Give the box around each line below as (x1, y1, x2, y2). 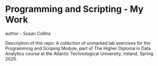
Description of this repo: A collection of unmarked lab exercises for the (5, 40, 151, 46)
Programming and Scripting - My (5, 3, 144, 15)
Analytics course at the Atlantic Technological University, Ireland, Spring (5, 51, 154, 57)
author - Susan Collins (5, 30, 51, 36)
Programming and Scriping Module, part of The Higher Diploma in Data (5, 45, 151, 51)
